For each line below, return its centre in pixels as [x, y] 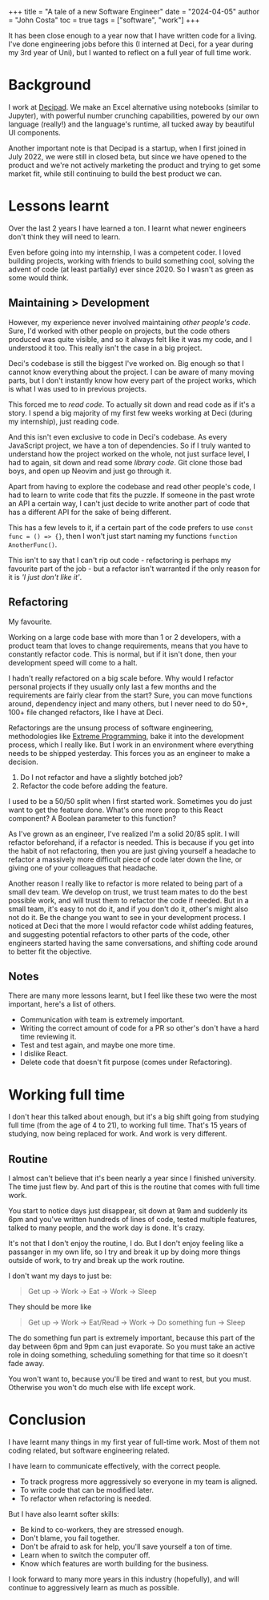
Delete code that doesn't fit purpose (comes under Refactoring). [126, 1062]
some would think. [39, 277]
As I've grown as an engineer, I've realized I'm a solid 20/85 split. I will [124, 834]
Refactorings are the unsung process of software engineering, [111, 727]
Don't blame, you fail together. [70, 1538]
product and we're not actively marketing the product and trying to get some [134, 165]
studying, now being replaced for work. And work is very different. [118, 1134]
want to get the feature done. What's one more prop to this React [116, 810]
